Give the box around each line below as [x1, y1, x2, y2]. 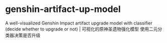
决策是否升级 [14, 32, 41, 38]
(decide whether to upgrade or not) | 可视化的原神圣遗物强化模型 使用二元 [5, 26, 158, 32]
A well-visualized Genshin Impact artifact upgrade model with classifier [5, 20, 152, 26]
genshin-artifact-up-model [5, 3, 121, 15]
